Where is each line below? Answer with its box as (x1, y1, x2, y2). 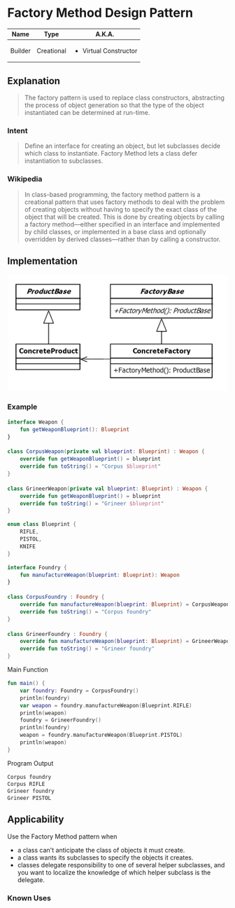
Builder (10, 46, 31, 55)
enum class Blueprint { (7, 521, 77, 528)
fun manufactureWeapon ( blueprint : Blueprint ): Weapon (20, 571, 180, 578)
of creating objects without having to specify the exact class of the (24, 205, 218, 213)
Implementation (7, 255, 78, 267)
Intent (7, 126, 28, 135)
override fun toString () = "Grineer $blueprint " (20, 500, 164, 507)
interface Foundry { (7, 564, 68, 571)
